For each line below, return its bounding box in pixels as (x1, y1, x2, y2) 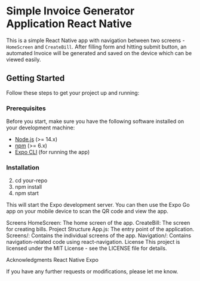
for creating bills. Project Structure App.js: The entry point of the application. (6, 226, 195, 233)
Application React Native (6, 17, 133, 31)
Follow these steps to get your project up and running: (6, 89, 140, 96)
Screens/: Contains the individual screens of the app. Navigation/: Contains (6, 232, 192, 239)
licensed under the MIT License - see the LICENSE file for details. (6, 244, 167, 252)
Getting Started (6, 73, 65, 83)
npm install (14, 183, 42, 191)
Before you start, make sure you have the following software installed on (6, 118, 184, 125)
